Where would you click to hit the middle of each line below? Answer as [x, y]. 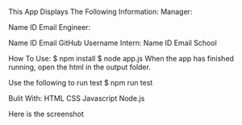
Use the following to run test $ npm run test [81, 83]
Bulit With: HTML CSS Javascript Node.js [77, 98]
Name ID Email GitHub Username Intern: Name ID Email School [113, 43]
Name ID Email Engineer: [50, 27]
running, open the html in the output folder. [79, 67]
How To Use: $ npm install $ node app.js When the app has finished [121, 58]
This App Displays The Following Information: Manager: [100, 12]
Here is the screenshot [46, 114]
